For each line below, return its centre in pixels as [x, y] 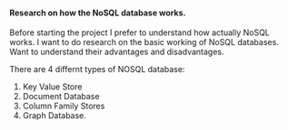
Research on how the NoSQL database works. [98, 13]
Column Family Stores [64, 106]
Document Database [61, 97]
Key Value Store [52, 87]
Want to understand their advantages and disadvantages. [117, 52]
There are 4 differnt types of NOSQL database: [97, 70]
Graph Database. [54, 116]
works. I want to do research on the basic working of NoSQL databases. [144, 42]
